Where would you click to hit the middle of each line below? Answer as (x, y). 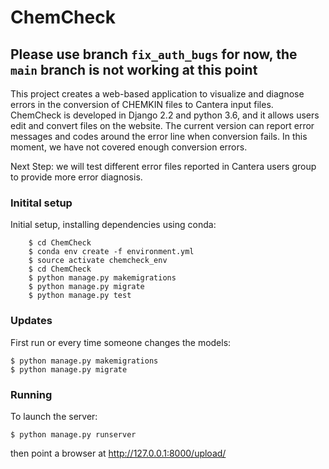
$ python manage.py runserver (73, 434)
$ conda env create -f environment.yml (111, 252)
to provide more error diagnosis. (76, 177)
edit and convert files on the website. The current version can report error (162, 125)
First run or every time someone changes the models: (121, 342)
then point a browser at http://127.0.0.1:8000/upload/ (118, 453)
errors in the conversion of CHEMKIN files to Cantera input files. (142, 104)
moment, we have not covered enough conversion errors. (129, 147)
